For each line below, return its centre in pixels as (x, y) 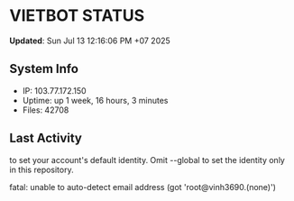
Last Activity (46, 138)
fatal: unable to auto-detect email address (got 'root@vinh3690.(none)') (143, 187)
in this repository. (41, 169)
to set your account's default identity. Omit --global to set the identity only (147, 160)
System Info (44, 69)
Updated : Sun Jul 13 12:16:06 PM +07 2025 (90, 41)
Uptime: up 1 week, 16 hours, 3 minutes (95, 100)
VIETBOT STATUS (77, 16)
